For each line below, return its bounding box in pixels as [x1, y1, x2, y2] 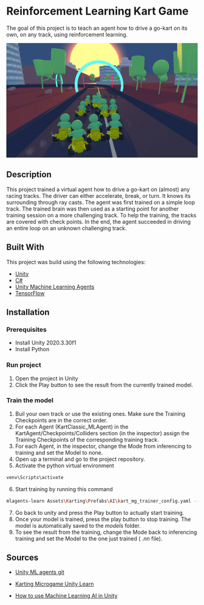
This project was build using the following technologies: [6, 258, 146, 265]
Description [6, 169, 52, 180]
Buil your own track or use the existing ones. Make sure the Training [15, 410, 186, 418]
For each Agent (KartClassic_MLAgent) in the [15, 423, 129, 430]
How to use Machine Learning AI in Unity [15, 592, 118, 600]
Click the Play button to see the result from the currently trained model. [15, 381, 193, 388]
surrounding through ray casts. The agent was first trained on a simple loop [6, 198, 195, 206]
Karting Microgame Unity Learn [15, 580, 94, 588]
